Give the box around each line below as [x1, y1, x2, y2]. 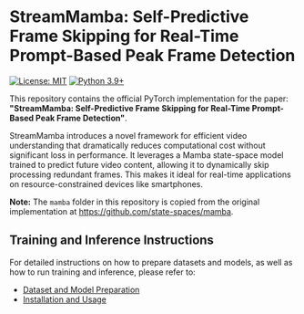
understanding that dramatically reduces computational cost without [9, 140, 266, 151]
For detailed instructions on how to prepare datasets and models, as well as [9, 256, 293, 267]
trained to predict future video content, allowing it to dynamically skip [9, 159, 270, 170]
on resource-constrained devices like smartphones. [9, 178, 203, 189]
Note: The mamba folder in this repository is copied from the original [9, 196, 260, 207]
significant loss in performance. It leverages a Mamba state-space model [9, 149, 284, 161]
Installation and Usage [22, 294, 107, 305]
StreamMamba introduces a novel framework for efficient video [9, 130, 248, 141]
